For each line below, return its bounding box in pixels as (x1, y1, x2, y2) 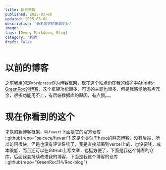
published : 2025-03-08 (5, 12, 52, 17)
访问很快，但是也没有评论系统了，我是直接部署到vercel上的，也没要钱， (9, 141, 157, 147)
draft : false (5, 40, 32, 45)
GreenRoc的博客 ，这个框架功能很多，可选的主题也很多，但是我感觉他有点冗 (5, 86, 160, 92)
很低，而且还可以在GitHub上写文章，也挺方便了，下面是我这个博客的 (9, 147, 150, 153)
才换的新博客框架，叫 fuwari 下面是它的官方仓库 (5, 128, 101, 134)
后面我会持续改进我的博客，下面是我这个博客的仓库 (13, 153, 118, 159)
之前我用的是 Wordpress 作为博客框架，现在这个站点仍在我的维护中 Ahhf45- (5, 80, 155, 86)
